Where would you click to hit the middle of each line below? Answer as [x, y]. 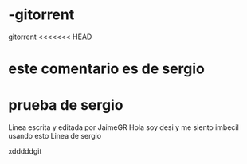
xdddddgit [25, 151]
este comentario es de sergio [107, 69]
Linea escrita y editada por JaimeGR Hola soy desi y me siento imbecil [123, 127]
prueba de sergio [66, 105]
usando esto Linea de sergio [55, 136]
